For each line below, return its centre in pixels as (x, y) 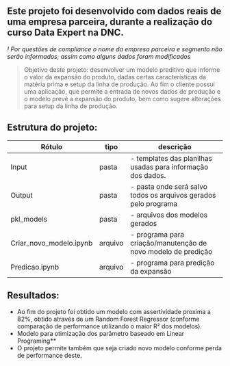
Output (22, 195)
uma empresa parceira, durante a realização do (110, 22)
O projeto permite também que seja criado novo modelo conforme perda (119, 348)
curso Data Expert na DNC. (66, 32)
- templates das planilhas (171, 158)
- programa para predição (172, 263)
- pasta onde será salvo (168, 186)
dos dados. (148, 175)
